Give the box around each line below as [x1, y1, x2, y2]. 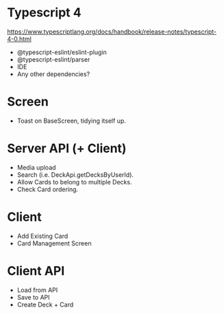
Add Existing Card [16, 232, 69, 240]
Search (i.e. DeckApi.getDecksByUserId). [16, 170, 134, 179]
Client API [7, 263, 65, 278]
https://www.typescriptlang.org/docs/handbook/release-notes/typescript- [7, 27, 217, 36]
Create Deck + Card [16, 300, 74, 309]
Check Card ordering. [16, 185, 79, 193]
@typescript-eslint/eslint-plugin [16, 48, 108, 56]
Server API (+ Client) [7, 141, 127, 156]
